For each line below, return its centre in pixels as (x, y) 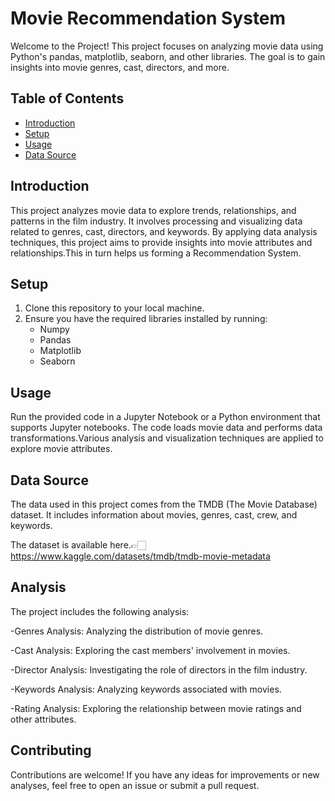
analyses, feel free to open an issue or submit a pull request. (135, 785)
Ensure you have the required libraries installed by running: (146, 319)
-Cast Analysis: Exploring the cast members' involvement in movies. (150, 650)
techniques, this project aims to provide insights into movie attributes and (161, 242)
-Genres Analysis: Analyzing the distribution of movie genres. (137, 631)
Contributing (51, 750)
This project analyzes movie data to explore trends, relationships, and (153, 210)
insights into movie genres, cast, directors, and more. (120, 67)
